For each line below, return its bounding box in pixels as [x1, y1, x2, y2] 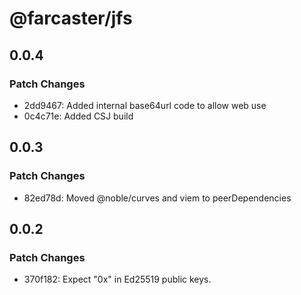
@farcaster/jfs [9, 7, 133, 30]
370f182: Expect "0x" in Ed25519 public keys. [23, 273, 212, 286]
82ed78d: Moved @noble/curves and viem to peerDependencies [23, 192, 292, 204]
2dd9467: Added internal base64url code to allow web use [23, 99, 267, 111]
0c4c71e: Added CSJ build [23, 110, 134, 122]
